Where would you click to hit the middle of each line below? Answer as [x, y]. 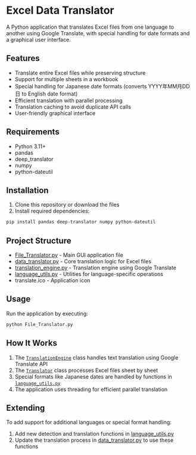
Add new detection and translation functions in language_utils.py [94, 434]
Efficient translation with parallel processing [69, 100]
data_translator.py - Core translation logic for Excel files [83, 262]
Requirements [33, 132]
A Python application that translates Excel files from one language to [90, 27]
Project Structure [39, 240]
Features [23, 58]
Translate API [31, 364]
